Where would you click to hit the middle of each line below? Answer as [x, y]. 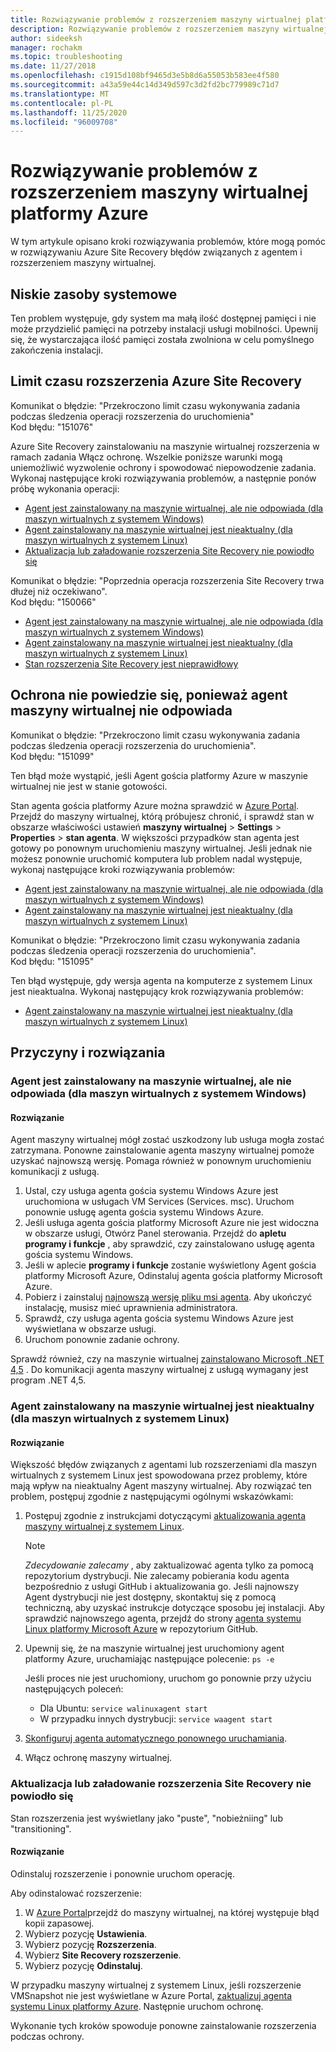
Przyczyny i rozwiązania [88, 1052]
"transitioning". [41, 1828]
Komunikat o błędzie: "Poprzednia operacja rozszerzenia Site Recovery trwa [167, 580]
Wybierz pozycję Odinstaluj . [83, 1965]
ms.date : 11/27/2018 [53, 66]
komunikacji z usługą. [55, 1172]
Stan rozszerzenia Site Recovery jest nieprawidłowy [131, 663]
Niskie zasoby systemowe [94, 294]
